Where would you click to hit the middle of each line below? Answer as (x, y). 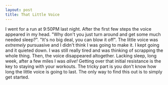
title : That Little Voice (32, 15)
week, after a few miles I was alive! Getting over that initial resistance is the (83, 61)
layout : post (19, 10)
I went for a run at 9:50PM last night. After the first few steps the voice (78, 29)
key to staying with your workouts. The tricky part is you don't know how (81, 66)
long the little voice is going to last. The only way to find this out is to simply (84, 71)
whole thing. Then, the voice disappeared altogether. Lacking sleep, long (81, 55)
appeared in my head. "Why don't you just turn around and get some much (83, 34)
